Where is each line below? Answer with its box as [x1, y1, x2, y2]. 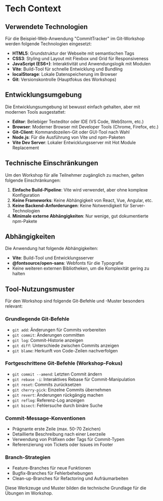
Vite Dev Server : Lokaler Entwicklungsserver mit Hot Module [12, 139, 136, 145]
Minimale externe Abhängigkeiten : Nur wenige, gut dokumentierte [12, 213, 149, 219]
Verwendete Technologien [5, 23, 88, 31]
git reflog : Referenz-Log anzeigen [12, 397, 84, 403]
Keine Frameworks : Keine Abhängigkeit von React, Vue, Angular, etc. [12, 197, 153, 203]
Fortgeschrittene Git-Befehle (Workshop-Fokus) [5, 360, 123, 367]
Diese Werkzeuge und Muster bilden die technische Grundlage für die [5, 485, 146, 491]
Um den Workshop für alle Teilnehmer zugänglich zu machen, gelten [5, 172, 144, 178]
